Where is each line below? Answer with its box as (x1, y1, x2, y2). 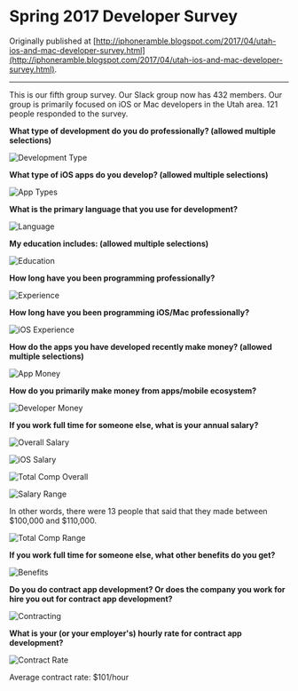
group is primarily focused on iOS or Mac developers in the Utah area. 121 (9, 99, 278, 109)
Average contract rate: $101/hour (9, 671, 129, 682)
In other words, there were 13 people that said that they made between (9, 505, 268, 516)
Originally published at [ (9, 36, 97, 46)
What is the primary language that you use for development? (9, 203, 238, 214)
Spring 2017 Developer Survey (9, 6, 238, 27)
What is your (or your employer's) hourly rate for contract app (9, 628, 242, 639)
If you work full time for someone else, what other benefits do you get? (9, 549, 276, 560)
